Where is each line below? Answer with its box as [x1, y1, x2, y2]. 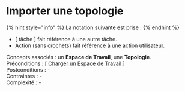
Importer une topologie [6, 4, 124, 18]
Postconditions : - [6, 66, 50, 73]
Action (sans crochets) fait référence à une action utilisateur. [14, 42, 165, 49]
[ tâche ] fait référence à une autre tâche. [14, 35, 117, 42]
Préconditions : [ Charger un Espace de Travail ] [6, 60, 125, 67]
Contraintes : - [6, 72, 42, 79]
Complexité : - [6, 79, 41, 86]
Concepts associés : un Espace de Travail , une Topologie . [6, 53, 151, 60]
